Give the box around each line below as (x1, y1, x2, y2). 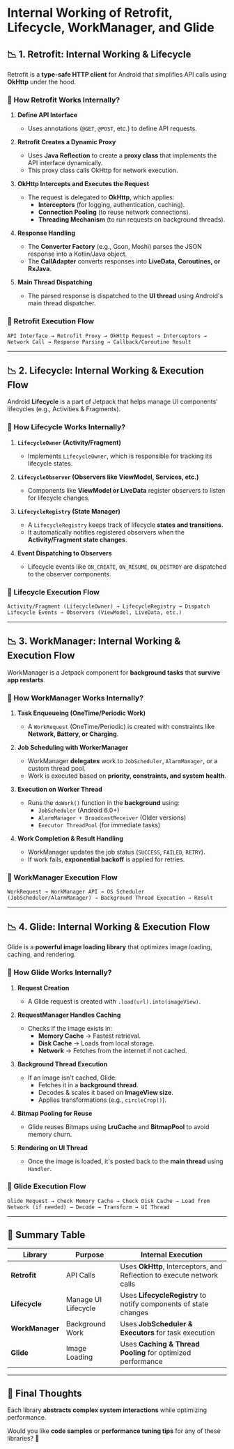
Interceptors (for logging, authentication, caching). (38, 201, 185, 209)
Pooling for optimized (120, 1347, 192, 1357)
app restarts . (7, 675, 45, 684)
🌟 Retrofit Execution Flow (7, 316, 95, 326)
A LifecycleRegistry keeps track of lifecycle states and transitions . (27, 521, 224, 529)
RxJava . (27, 265, 52, 273)
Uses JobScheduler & (120, 1319, 193, 1328)
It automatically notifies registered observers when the (27, 528, 185, 536)
